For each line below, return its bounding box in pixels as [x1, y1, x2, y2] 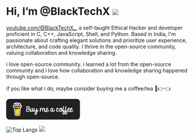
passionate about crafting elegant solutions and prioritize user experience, [6, 37, 187, 44]
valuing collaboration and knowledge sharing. [6, 49, 117, 56]
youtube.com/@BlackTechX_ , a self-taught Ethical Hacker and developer [6, 24, 183, 31]
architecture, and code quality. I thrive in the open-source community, [6, 43, 176, 50]
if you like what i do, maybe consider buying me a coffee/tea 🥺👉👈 [6, 85, 171, 92]
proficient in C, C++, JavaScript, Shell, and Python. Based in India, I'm [6, 30, 176, 37]
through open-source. [6, 73, 60, 80]
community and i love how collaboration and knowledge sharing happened [6, 67, 188, 74]
